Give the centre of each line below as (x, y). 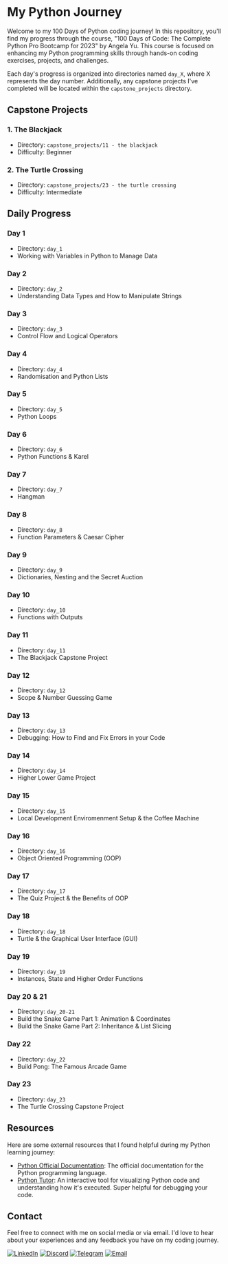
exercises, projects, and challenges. (58, 60)
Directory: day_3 (40, 329)
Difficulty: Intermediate (49, 192)
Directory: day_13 (41, 730)
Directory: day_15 (41, 811)
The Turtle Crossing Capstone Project (70, 1106)
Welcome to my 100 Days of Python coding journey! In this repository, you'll (114, 31)
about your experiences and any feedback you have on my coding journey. (113, 1240)
